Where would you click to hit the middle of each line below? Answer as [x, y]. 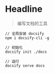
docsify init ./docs [26, 52]
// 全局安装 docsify [25, 34]
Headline [24, 9]
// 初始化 [14, 47]
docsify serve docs [25, 66]
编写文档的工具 [32, 23]
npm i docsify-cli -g [27, 38]
